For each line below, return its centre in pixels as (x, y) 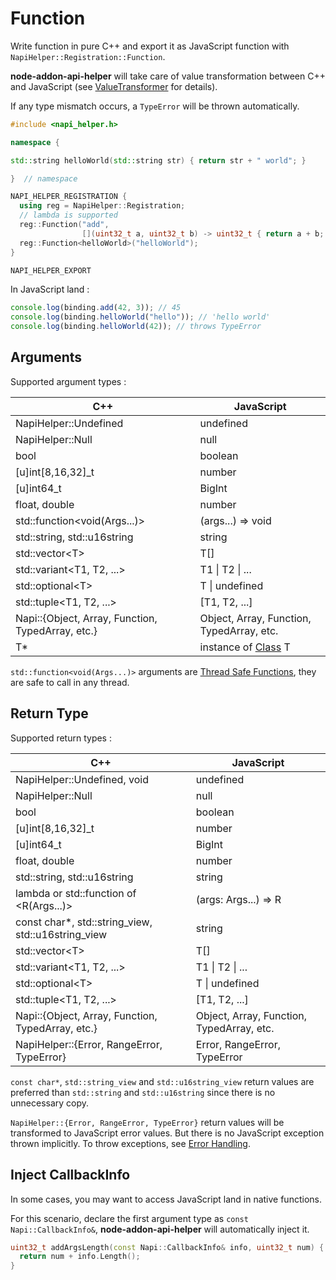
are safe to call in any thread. (70, 682)
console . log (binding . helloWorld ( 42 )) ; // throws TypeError (136, 327)
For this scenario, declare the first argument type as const (129, 1218)
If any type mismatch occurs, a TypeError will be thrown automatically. (155, 106)
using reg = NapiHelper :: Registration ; (102, 206)
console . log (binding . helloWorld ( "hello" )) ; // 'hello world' (140, 317)
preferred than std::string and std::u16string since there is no (143, 1092)
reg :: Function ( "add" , (64, 225)
